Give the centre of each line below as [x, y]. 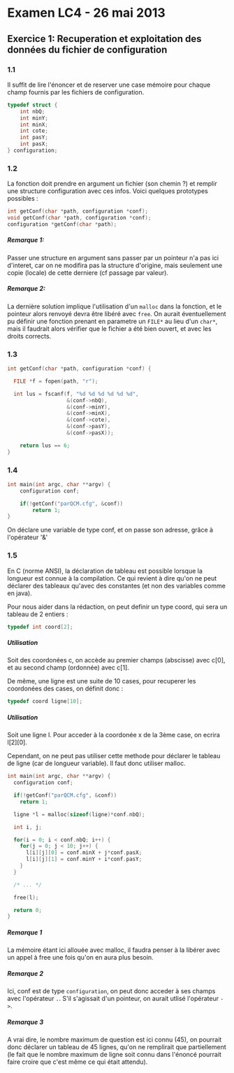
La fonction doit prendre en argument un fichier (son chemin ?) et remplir [112, 184]
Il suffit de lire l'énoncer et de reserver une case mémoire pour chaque [109, 85]
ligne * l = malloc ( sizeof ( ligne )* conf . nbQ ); [79, 814]
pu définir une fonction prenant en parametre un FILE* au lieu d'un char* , [112, 321]
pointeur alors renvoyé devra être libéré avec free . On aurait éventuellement [117, 313]
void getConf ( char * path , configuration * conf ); [79, 218]
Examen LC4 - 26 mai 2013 [86, 13]
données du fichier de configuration [87, 49]
